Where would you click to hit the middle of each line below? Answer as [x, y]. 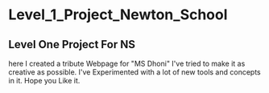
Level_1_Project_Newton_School [118, 15]
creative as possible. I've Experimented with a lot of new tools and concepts [134, 72]
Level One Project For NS [72, 44]
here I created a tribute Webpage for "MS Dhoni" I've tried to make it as [127, 63]
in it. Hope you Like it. [44, 81]
